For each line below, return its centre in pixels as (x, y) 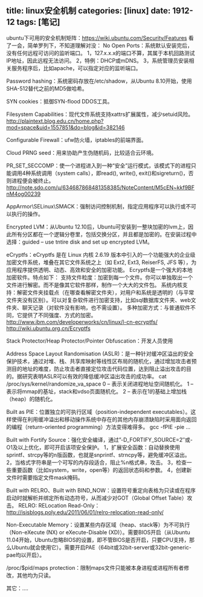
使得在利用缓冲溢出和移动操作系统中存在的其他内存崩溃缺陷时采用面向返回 (104, 419)
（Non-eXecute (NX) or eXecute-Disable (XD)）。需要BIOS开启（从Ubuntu (98, 532)
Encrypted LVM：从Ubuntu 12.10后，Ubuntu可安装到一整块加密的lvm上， (97, 227)
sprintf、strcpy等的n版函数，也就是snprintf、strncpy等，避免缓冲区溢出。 (98, 454)
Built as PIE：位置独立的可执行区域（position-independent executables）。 (98, 411)
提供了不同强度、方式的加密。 (59, 315)
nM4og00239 (24, 194)
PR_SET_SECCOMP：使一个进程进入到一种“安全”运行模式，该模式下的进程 (99, 166)
